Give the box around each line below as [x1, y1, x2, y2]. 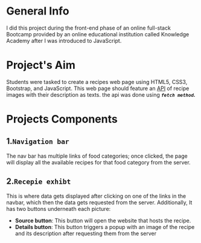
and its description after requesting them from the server [14, 230, 157, 237]
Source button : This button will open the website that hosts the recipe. [14, 216, 191, 224]
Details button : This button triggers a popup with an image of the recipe [14, 223, 195, 230]
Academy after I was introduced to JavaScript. [6, 37, 122, 44]
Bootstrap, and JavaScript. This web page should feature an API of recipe [6, 85, 190, 92]
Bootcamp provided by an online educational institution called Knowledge [6, 30, 190, 37]
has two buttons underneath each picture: [6, 205, 111, 212]
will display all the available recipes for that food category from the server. [6, 158, 191, 166]
